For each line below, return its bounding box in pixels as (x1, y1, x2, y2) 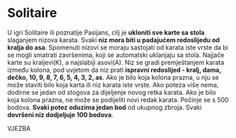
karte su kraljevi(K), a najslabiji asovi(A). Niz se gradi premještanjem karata (7, 58, 225, 66)
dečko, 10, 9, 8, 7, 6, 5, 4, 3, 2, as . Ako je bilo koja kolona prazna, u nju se (7, 73, 220, 82)
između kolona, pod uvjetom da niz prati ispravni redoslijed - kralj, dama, (7, 65, 222, 74)
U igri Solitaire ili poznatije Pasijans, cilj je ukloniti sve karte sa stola (7, 28, 205, 37)
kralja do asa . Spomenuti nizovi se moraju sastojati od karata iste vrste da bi (7, 43, 229, 51)
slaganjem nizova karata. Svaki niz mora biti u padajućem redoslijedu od (7, 35, 221, 44)
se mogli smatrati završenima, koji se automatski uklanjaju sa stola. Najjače (7, 51, 225, 59)
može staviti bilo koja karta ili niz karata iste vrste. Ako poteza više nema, (7, 80, 219, 89)
